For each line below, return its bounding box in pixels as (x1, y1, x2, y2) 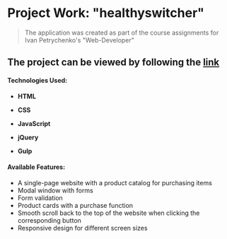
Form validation (17, 193, 64, 202)
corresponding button (17, 216, 81, 224)
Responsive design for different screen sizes (17, 223, 148, 232)
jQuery (17, 133, 39, 141)
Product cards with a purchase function (17, 201, 133, 209)
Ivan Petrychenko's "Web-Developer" (24, 35, 134, 44)
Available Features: (7, 163, 66, 171)
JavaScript (17, 119, 51, 128)
